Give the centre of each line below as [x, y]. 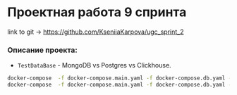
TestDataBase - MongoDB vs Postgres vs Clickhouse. [94, 65]
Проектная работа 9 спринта [97, 12]
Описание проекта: [42, 50]
